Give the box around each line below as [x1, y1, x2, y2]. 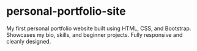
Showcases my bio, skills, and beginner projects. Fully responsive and [6, 31, 183, 38]
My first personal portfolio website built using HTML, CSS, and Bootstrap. [6, 25, 191, 32]
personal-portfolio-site [6, 4, 127, 18]
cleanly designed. [6, 37, 51, 45]
